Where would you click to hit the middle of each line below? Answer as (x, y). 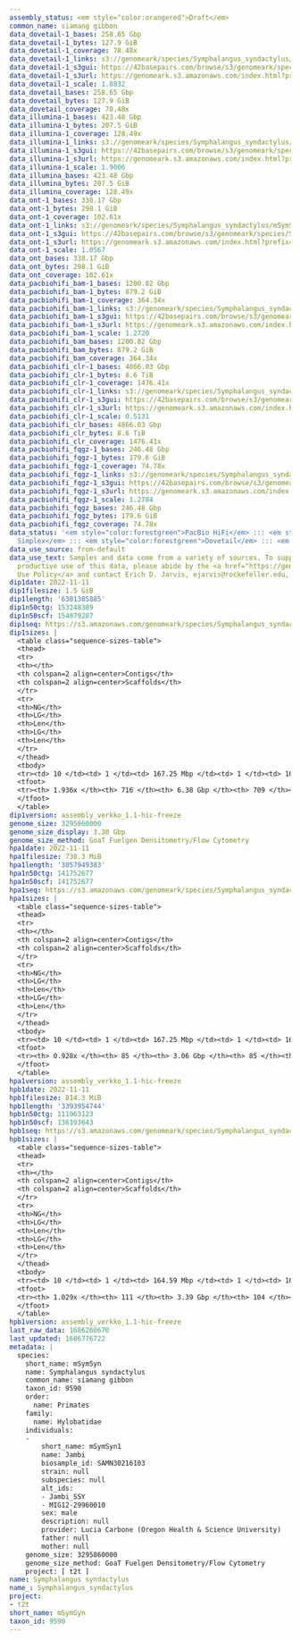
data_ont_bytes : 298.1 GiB (59, 267)
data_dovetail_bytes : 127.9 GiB (69, 101)
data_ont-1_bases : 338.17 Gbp (66, 201)
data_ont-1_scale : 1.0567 (57, 250)
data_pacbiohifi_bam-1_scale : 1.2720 (79, 333)
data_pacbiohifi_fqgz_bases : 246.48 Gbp (86, 508)
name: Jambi (64, 1455)
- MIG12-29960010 (73, 1505)
